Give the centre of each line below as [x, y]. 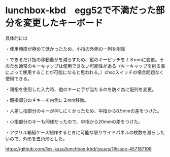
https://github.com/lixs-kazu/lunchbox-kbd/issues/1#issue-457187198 [79, 149]
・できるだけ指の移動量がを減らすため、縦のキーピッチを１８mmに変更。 [82, 59]
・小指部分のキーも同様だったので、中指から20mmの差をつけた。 [74, 122]
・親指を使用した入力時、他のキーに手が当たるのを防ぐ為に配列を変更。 [81, 89]
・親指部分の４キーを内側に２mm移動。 [47, 100]
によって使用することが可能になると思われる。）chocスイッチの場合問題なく [84, 72]
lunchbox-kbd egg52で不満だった [80, 10]
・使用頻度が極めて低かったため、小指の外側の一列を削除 [65, 49]
